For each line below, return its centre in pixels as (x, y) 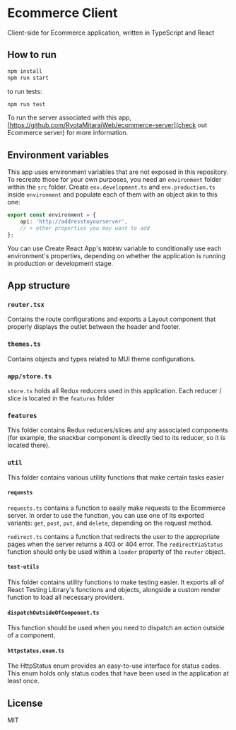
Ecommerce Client (63, 13)
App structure (39, 285)
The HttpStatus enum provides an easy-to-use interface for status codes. (114, 666)
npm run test (26, 104)
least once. (24, 681)
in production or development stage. (60, 263)
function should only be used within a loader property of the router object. (116, 551)
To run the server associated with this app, (70, 117)
